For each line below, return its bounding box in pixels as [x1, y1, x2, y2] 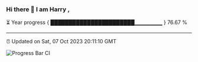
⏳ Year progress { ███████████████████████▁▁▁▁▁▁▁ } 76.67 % [6, 19, 187, 26]
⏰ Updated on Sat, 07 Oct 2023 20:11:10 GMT [6, 38, 117, 45]
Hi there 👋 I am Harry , [6, 5, 70, 13]
